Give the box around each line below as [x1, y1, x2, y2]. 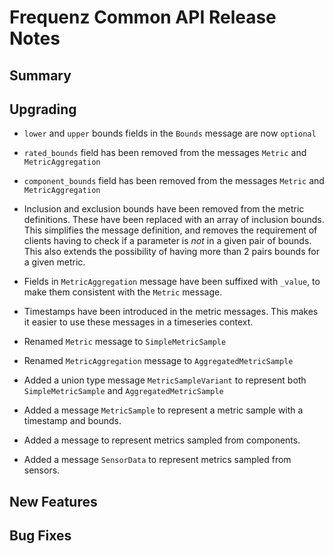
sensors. [23, 464, 61, 476]
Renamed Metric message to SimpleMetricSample [23, 336, 227, 348]
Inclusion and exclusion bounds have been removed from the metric [23, 203, 305, 215]
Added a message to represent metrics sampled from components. [23, 434, 301, 446]
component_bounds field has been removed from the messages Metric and [23, 175, 325, 187]
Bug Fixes [9, 527, 72, 545]
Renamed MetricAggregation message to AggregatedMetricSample [23, 355, 294, 367]
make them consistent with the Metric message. [23, 286, 223, 298]
